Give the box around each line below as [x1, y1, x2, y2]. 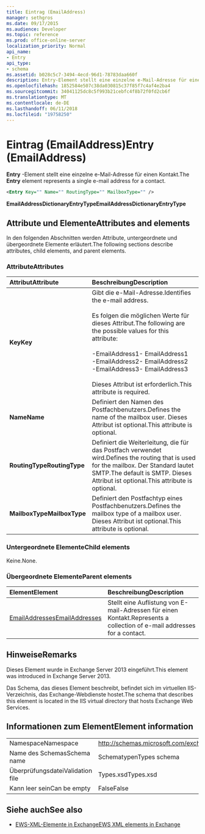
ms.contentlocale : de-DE [6, 100, 70, 106]
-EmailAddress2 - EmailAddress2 [92, 357, 189, 366]
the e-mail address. [92, 296, 149, 304]
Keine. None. [6, 557, 38, 564]
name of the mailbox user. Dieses [92, 413, 188, 422]
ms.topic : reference [6, 32, 59, 38]
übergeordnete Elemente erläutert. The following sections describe [6, 241, 173, 248]
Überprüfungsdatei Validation [9, 766, 93, 775]
